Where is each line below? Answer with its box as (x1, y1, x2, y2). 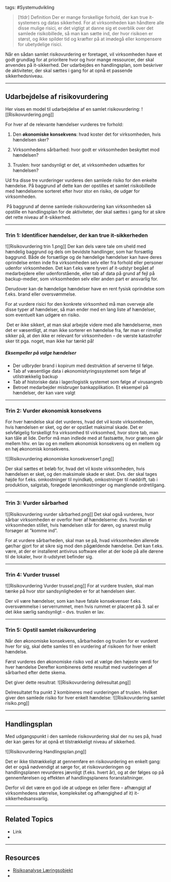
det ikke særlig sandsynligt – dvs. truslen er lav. (5, 608, 105, 615)
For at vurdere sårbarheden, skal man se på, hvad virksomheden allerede (5, 537, 159, 543)
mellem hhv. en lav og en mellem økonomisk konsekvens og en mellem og (5, 440, 161, 447)
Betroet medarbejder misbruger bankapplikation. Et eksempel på (12, 384, 149, 390)
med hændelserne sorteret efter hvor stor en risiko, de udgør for (5, 188, 140, 194)
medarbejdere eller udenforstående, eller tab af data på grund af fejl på (5, 271, 155, 277)
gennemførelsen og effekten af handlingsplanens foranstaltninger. (5, 775, 144, 781)
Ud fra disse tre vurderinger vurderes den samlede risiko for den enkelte (5, 177, 157, 183)
